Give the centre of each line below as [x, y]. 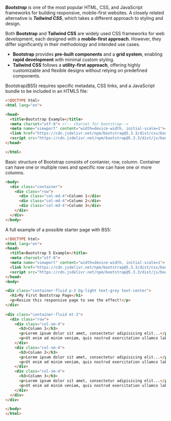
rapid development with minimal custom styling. [63, 60]
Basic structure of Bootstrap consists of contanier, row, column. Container [83, 162]
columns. [15, 172]
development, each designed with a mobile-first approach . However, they [83, 39]
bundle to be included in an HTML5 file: [47, 91]
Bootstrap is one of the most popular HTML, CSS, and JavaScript [74, 7]
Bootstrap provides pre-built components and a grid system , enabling [88, 54]
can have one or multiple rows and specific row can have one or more [78, 167]
